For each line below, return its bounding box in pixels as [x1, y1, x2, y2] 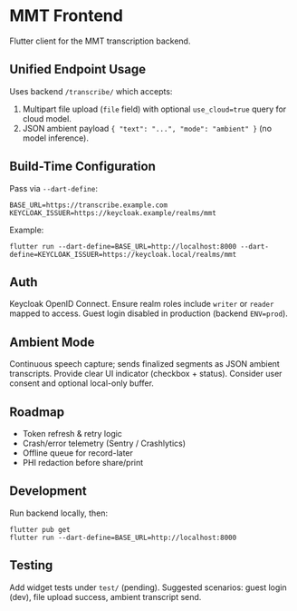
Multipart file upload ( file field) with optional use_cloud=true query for [22, 103, 287, 114]
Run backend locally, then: [9, 508, 109, 518]
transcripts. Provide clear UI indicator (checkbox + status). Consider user [9, 369, 283, 379]
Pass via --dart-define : [9, 182, 98, 193]
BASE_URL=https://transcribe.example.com [9, 201, 168, 210]
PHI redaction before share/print [22, 458, 144, 468]
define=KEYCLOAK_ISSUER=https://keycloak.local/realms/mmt [9, 250, 237, 259]
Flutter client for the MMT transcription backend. [9, 35, 191, 46]
